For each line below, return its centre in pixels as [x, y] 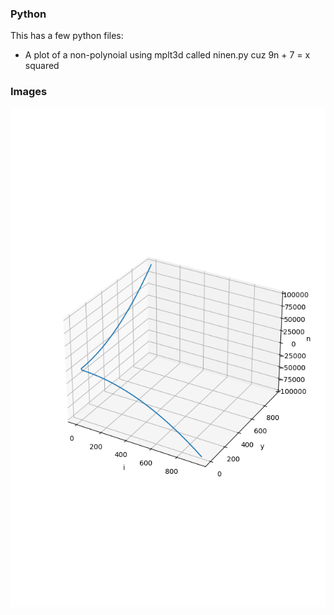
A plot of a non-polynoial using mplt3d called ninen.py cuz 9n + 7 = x [167, 55]
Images [29, 92]
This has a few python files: [67, 36]
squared [42, 66]
